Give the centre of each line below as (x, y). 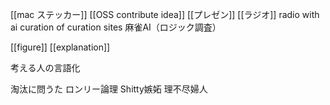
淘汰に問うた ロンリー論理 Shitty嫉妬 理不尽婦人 (109, 89)
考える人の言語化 (45, 67)
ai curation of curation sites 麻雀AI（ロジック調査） (116, 27)
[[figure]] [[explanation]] (60, 47)
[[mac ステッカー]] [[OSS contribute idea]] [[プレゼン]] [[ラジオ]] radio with (165, 14)
